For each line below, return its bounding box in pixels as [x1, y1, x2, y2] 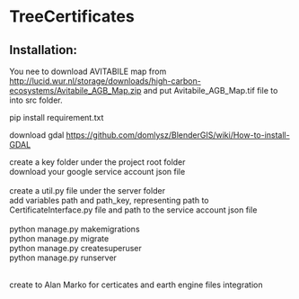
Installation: [9, 42, 78, 58]
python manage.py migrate [9, 233, 110, 244]
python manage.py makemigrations [9, 223, 141, 234]
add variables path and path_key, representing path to [9, 195, 209, 205]
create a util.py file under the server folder [9, 186, 166, 195]
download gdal [9, 130, 65, 140]
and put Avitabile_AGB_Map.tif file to [143, 86, 278, 95]
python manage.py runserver [9, 252, 117, 263]
